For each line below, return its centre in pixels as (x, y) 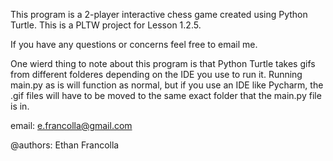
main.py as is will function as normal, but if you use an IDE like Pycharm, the (167, 85)
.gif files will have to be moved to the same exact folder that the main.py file (166, 95)
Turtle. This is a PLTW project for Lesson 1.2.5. (106, 25)
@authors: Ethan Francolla (65, 145)
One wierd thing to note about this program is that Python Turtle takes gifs (163, 63)
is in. (20, 106)
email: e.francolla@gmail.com (71, 125)
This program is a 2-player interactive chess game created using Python (159, 14)
